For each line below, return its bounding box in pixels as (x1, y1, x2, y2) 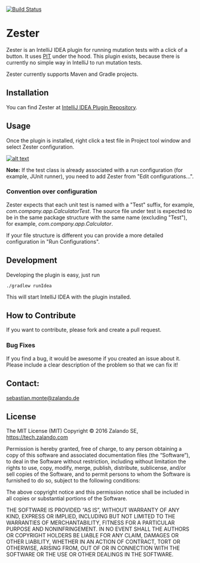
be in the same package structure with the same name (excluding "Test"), (6, 214, 187, 221)
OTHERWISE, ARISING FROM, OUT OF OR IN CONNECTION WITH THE (6, 544, 180, 552)
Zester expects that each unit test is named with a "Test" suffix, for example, (6, 201, 195, 208)
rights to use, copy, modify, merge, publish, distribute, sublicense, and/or (6, 464, 186, 472)
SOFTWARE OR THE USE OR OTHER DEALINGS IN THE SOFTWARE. (6, 551, 174, 558)
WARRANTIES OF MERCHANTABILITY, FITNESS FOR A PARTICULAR (6, 519, 175, 527)
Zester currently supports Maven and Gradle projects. (6, 70, 139, 78)
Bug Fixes (6, 341, 36, 349)
